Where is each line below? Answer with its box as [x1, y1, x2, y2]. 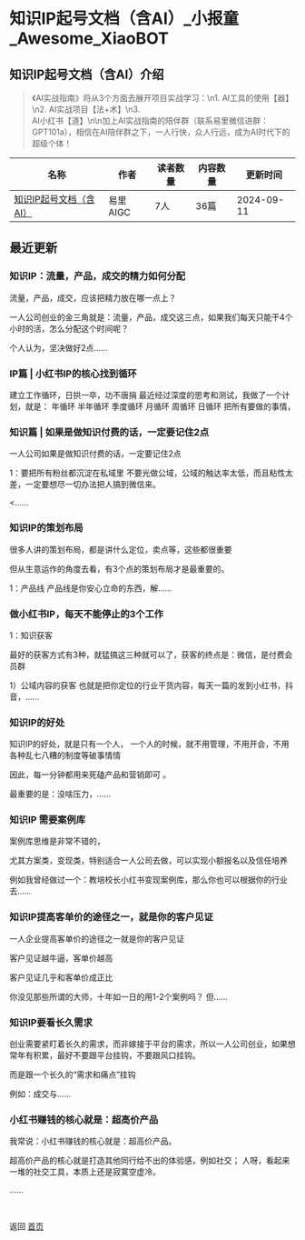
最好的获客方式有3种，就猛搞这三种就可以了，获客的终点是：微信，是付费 [9, 649, 285, 660]
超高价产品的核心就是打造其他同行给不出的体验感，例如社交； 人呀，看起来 [9, 1155, 290, 1166]
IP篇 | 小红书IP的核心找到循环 [9, 367, 138, 380]
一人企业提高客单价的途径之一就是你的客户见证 [9, 933, 184, 944]
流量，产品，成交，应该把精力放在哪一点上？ [9, 292, 177, 303]
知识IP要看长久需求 [9, 1015, 93, 1028]
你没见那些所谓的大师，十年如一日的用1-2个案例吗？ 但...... [9, 991, 229, 1002]
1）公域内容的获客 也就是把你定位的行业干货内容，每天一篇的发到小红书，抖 [9, 679, 293, 691]
